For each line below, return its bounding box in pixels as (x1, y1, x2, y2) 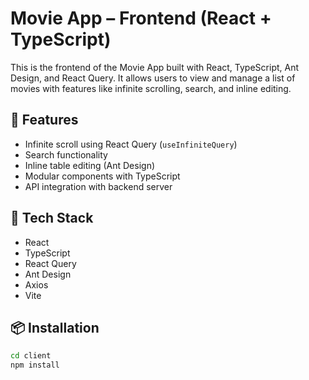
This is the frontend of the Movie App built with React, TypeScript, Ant (10, 61, 300, 73)
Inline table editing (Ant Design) (24, 159, 156, 171)
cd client (10, 351, 52, 361)
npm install (10, 360, 60, 371)
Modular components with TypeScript (24, 170, 181, 182)
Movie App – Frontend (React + (10, 7, 272, 30)
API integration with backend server (24, 180, 173, 192)
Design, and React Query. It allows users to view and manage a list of (10, 72, 296, 84)
